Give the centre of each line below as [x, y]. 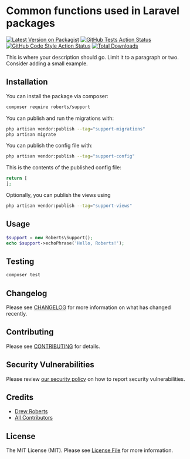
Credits [20, 397]
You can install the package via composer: [57, 96]
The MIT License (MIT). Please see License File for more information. [89, 450]
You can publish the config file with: [49, 146]
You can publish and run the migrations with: [60, 118]
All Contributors [33, 418]
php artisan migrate [31, 134]
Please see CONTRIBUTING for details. [53, 346]
